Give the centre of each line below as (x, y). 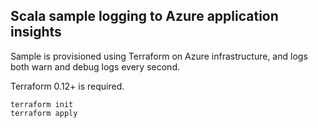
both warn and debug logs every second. (95, 66)
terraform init (42, 104)
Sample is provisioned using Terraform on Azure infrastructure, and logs (159, 56)
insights (36, 32)
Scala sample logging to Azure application (144, 16)
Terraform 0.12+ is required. (67, 86)
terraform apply (44, 113)
